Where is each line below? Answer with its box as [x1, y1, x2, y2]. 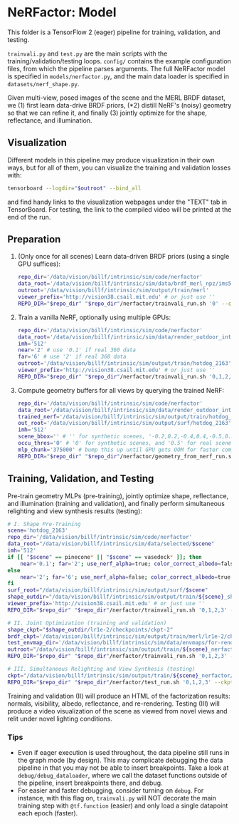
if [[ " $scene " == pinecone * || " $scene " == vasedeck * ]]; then [7, 553, 202, 560]
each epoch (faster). [17, 808, 78, 817]
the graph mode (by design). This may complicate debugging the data [17, 756, 223, 764]
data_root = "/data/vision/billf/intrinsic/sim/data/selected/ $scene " [7, 540, 215, 547]
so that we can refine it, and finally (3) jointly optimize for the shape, [7, 108, 208, 117]
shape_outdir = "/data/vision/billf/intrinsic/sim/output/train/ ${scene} [7, 593, 224, 601]
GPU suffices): [17, 259, 61, 268]
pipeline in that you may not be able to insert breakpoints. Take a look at [17, 763, 229, 772]
